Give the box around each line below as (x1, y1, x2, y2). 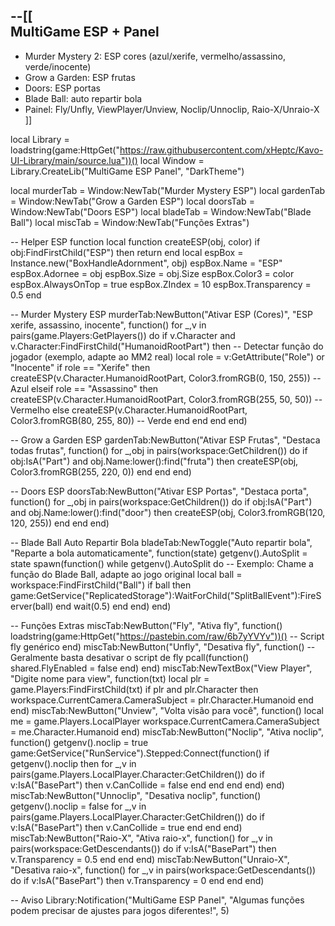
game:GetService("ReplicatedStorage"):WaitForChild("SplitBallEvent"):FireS (10, 589, 322, 601)
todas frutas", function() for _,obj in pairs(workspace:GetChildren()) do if (10, 444, 308, 456)
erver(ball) (10, 600, 54, 612)
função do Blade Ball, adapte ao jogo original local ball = (10, 568, 243, 580)
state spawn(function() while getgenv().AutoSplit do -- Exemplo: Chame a (10, 557, 314, 569)
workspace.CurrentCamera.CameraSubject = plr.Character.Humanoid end (10, 694, 314, 706)
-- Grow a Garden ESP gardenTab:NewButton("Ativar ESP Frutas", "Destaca (10, 434, 321, 446)
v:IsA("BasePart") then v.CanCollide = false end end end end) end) (10, 779, 285, 791)
